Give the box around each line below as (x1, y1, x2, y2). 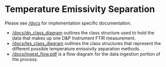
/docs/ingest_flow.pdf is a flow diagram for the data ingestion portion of (12, 51, 161, 57)
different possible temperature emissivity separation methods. (12, 45, 141, 51)
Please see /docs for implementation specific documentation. (5, 20, 132, 26)
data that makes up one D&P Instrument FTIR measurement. (12, 35, 136, 41)
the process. (12, 56, 38, 62)
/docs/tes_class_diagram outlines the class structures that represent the (12, 40, 161, 46)
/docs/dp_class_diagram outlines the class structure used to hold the (12, 29, 154, 35)
